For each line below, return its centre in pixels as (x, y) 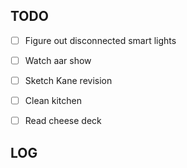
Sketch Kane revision (68, 80)
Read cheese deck (63, 121)
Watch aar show (58, 60)
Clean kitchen (53, 100)
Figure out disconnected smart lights (100, 40)
